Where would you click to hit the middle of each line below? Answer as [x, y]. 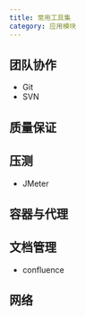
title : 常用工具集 [40, 18]
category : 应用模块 [43, 26]
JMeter [35, 183]
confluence [43, 270]
